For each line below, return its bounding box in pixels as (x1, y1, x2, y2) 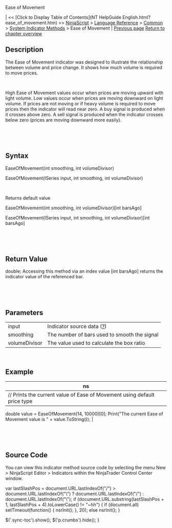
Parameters (5, 308, 44, 317)
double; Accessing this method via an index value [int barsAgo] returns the (5, 268, 163, 274)
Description (5, 46, 44, 54)
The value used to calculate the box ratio (47, 340, 145, 347)
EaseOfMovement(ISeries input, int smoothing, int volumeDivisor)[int (5, 214, 150, 221)
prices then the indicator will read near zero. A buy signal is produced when (5, 106, 165, 112)
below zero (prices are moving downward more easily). (5, 117, 122, 123)
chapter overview (5, 31, 42, 36)
